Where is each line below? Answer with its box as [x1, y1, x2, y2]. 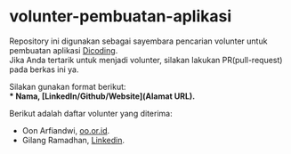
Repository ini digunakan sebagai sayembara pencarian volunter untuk [9, 36, 268, 46]
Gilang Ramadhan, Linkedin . [21, 134, 125, 145]
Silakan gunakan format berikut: [9, 81, 126, 92]
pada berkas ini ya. [9, 64, 79, 75]
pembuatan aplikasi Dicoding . [9, 45, 118, 55]
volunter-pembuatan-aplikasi [9, 6, 232, 27]
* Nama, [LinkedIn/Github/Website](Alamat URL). [9, 91, 196, 101]
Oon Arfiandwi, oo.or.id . [21, 125, 110, 135]
